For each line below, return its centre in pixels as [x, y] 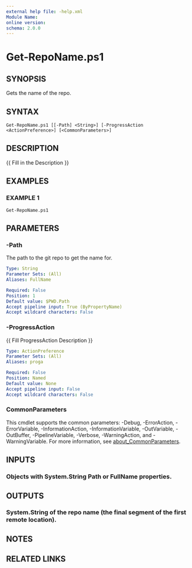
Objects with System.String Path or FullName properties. [89, 477]
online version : [26, 22]
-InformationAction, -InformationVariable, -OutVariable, [108, 429]
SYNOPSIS [26, 79]
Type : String [22, 269]
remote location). [32, 520]
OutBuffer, [19, 435]
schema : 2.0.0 [24, 28]
